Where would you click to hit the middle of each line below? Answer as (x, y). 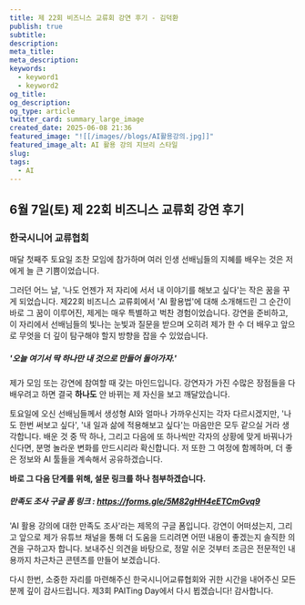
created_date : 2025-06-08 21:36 (71, 128)
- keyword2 (38, 86)
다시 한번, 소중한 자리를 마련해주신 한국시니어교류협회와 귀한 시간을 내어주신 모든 (153, 579)
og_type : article (42, 111)
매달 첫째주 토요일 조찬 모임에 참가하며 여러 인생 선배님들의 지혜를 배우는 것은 (147, 260)
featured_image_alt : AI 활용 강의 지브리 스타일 (94, 145)
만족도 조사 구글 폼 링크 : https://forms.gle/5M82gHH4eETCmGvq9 (135, 501)
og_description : (40, 103)
